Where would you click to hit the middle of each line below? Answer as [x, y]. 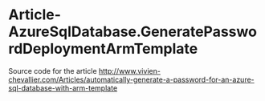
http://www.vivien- [130, 71]
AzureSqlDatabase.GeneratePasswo [132, 32]
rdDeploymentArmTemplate [103, 49]
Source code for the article [53, 71]
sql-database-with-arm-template [63, 88]
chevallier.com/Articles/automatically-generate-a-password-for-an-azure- [131, 79]
